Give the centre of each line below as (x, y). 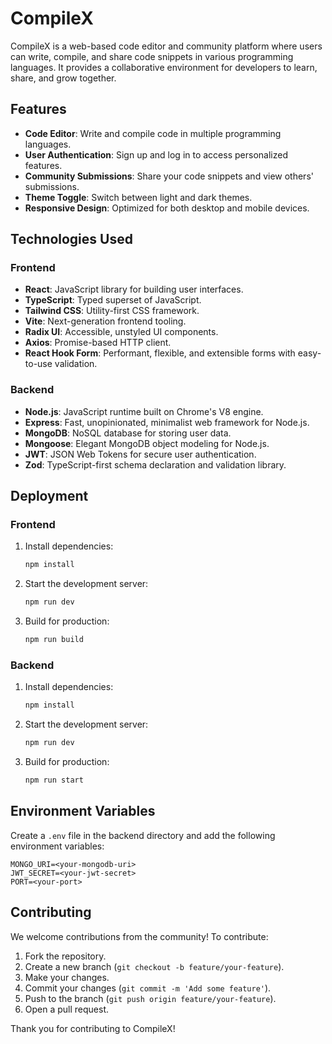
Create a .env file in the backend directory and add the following (143, 835)
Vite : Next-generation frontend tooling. (105, 321)
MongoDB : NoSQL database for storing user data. (128, 433)
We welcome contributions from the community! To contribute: (139, 936)
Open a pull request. (67, 1009)
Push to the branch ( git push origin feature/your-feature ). (150, 998)
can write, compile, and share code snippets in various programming (152, 56)
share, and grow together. (63, 78)
